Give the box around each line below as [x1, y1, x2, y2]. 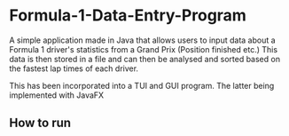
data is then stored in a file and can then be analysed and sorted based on [9, 53, 281, 64]
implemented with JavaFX [9, 90, 105, 100]
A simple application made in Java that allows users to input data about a [9, 35, 277, 45]
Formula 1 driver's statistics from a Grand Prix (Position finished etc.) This [9, 44, 277, 54]
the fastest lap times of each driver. [9, 63, 139, 74]
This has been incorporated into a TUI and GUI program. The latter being [9, 80, 275, 91]
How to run [9, 116, 72, 131]
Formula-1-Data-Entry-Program [9, 5, 246, 26]
